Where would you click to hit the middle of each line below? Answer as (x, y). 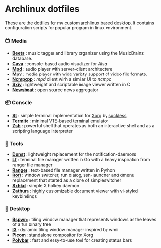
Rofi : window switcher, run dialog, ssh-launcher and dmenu (73, 175)
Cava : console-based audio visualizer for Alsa (59, 64)
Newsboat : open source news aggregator (55, 90)
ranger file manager (32, 165)
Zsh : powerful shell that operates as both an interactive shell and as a (83, 125)
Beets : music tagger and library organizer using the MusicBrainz (78, 53)
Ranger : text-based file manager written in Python (64, 170)
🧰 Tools (14, 144)
